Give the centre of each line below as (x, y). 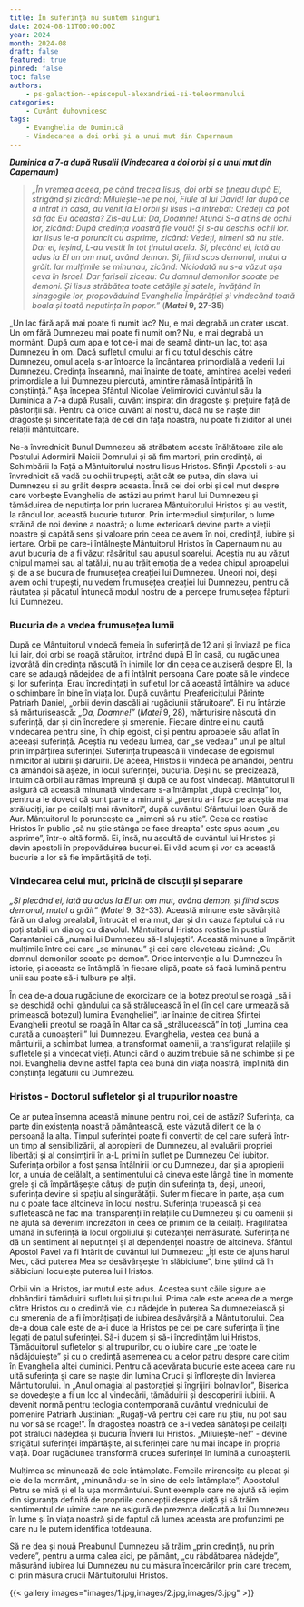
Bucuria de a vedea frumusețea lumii (92, 625)
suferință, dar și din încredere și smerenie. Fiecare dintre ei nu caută (137, 722)
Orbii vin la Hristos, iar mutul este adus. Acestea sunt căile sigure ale (137, 1289)
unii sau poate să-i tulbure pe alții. (73, 978)
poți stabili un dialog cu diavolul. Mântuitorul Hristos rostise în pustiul (138, 929)
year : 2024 (30, 35)
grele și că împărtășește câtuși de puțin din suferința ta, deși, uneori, (137, 1184)
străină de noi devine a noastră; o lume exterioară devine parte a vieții (140, 524)
